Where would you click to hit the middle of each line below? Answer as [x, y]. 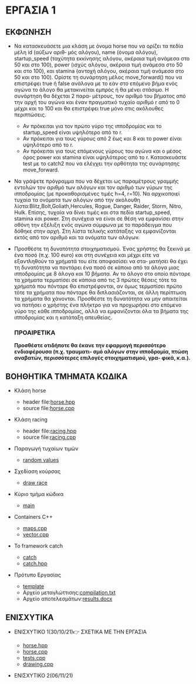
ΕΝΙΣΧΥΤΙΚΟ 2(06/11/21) [43, 675]
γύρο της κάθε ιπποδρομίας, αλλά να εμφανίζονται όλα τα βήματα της [101, 311]
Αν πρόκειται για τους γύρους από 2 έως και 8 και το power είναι [102, 138]
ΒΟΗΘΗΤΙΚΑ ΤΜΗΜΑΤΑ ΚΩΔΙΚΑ [67, 376]
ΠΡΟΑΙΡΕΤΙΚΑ [35, 333]
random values [41, 460]
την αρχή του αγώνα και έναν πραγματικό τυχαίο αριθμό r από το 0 [97, 102]
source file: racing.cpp [49, 437]
